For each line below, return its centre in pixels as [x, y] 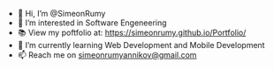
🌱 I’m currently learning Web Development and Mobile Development [141, 45]
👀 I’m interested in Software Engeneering [92, 23]
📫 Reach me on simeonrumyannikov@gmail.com [107, 55]
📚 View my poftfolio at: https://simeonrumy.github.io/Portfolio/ [132, 32]
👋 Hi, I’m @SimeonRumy [61, 14]
